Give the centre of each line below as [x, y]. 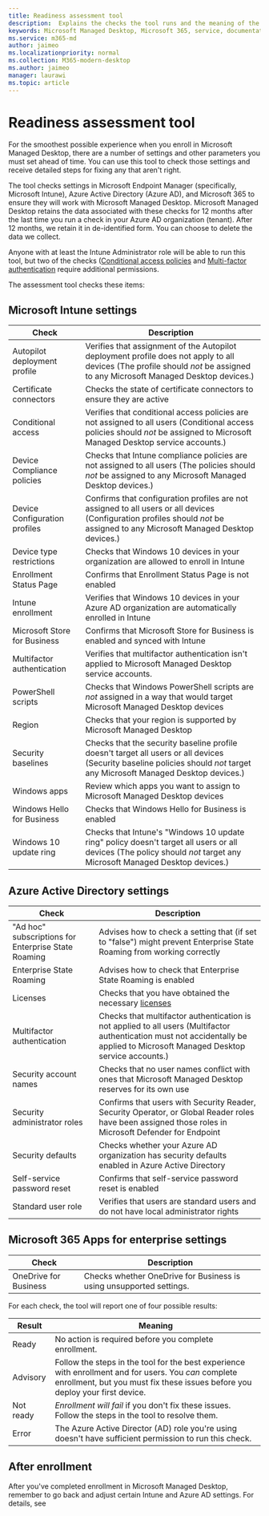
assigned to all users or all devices [150, 508]
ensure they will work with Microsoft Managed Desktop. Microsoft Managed [133, 203]
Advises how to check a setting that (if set [178, 932]
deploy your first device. [100, 1392]
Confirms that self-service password [169, 1178]
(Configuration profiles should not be [155, 519]
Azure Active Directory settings [89, 891]
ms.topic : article [39, 83]
